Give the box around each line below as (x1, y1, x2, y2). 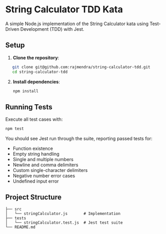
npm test (5, 126, 24, 131)
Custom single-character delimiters (12, 167, 88, 173)
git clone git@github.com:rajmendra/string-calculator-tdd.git (12, 64, 151, 70)
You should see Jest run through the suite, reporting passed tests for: (5, 135, 153, 142)
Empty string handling (12, 151, 60, 157)
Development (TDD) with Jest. (20, 26, 85, 32)
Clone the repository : (12, 54, 60, 61)
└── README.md (5, 224, 36, 229)
